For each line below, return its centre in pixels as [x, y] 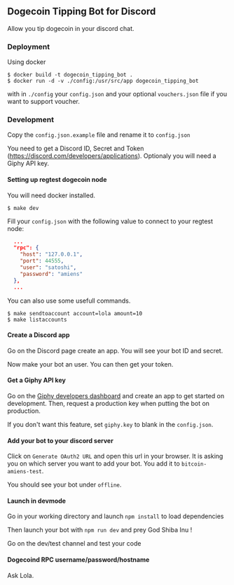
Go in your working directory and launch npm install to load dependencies [116, 516]
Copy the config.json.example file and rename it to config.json [99, 135]
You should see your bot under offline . [64, 485]
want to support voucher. [44, 102]
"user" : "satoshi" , [48, 268]
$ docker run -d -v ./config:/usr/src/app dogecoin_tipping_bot [103, 81]
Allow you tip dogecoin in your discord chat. [71, 28]
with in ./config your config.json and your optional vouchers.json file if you [117, 94]
